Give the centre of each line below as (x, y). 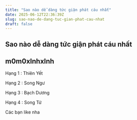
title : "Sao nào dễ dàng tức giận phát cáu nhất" (58, 10)
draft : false (19, 24)
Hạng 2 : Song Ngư (25, 83)
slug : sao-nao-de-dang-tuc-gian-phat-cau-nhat (55, 19)
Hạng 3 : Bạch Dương (27, 93)
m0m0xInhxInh (30, 62)
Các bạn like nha (23, 112)
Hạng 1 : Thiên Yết (24, 73)
